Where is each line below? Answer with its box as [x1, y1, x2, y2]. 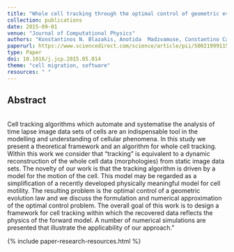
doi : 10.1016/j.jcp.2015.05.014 [7, 56, 101, 63]
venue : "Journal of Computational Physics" [7, 29, 136, 37]
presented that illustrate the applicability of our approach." [7, 223, 175, 232]
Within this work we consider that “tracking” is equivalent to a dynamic [7, 150, 210, 158]
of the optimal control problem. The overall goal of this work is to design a [7, 201, 219, 210]
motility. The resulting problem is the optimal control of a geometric [7, 187, 201, 195]
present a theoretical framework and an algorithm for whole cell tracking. [7, 142, 217, 150]
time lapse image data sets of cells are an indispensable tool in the [7, 127, 198, 136]
